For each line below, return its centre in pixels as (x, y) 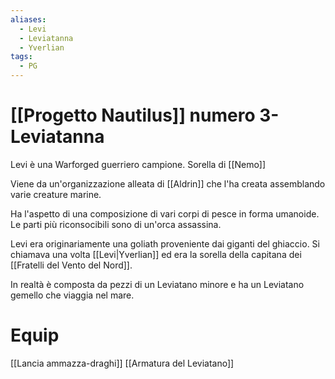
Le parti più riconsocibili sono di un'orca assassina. (116, 224)
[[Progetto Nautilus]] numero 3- (145, 115)
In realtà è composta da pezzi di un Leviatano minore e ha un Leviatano (157, 284)
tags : (21, 57)
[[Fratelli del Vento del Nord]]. (71, 265)
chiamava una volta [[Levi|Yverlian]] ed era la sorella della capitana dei (156, 254)
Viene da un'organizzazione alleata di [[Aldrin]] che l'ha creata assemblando (168, 183)
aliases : (28, 19)
